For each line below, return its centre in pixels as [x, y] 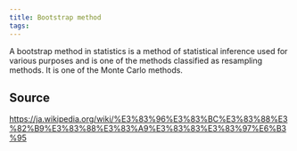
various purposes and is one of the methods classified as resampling [136, 60]
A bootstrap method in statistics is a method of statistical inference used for [148, 51]
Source [30, 97]
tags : [19, 26]
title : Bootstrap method [55, 17]
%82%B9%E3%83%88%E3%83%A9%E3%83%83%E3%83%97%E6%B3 [148, 129]
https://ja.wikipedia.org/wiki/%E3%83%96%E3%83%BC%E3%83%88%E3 [148, 119]
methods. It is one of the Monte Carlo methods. [96, 70]
